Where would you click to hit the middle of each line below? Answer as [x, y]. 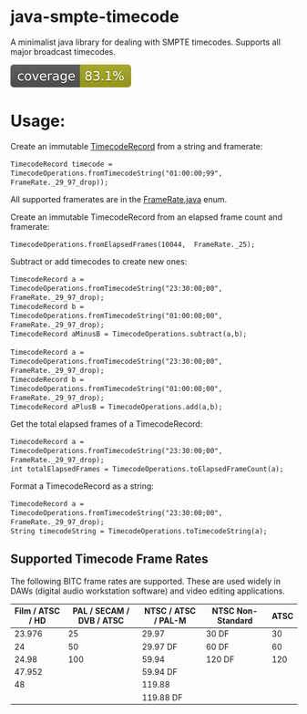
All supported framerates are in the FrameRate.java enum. [119, 199]
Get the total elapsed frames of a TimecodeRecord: [107, 424]
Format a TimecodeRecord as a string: [82, 486]
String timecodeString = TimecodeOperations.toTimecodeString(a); [139, 531]
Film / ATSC [37, 611]
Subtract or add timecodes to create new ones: [99, 261]
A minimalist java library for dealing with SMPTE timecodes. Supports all [146, 42]
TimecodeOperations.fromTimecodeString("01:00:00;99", [117, 173]
